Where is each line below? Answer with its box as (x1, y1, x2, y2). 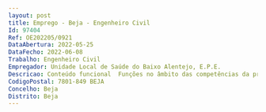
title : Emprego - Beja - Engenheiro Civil (8, 19, 150, 27)
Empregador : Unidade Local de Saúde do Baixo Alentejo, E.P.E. (8, 63, 222, 71)
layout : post (8, 11, 51, 20)
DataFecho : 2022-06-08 (8, 48, 83, 56)
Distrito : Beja (8, 92, 59, 100)
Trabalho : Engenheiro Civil (8, 56, 101, 64)
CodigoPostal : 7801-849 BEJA (8, 77, 104, 85)
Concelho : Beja (8, 84, 59, 93)
